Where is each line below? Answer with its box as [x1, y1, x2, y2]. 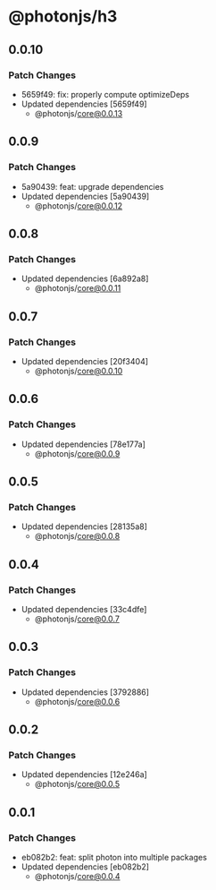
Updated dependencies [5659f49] [21, 98, 148, 109]
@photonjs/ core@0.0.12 [34, 200, 123, 211]
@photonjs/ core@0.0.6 [34, 696, 120, 706]
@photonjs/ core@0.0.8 [34, 531, 120, 542]
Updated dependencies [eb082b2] [21, 861, 149, 872]
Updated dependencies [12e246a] [21, 769, 148, 780]
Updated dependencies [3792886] [21, 687, 149, 697]
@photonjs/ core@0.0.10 [34, 365, 123, 376]
